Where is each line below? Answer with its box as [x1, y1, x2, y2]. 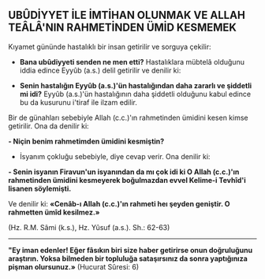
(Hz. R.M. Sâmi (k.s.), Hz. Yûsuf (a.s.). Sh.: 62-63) [8, 222, 170, 232]
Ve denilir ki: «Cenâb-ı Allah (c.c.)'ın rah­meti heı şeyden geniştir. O [8, 199, 230, 208]
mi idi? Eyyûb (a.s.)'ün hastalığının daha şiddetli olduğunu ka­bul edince [19, 89, 251, 99]
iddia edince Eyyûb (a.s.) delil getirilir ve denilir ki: [19, 65, 181, 75]
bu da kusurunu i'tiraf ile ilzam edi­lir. [19, 97, 138, 107]
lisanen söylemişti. [8, 184, 72, 193]
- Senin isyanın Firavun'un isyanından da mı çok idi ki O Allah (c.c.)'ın [8, 167, 240, 177]
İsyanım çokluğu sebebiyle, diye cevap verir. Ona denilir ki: [19, 151, 211, 161]
